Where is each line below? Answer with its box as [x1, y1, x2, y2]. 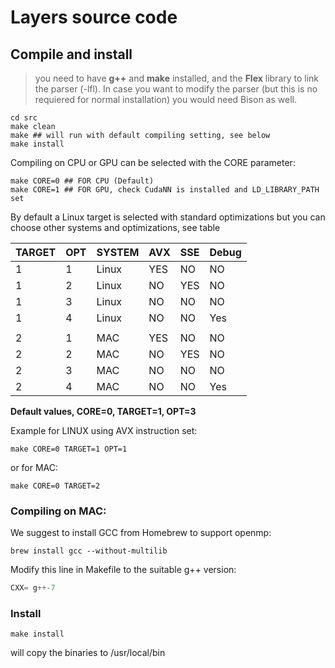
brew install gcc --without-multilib [10, 546, 168, 556]
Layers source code [10, 6, 178, 29]
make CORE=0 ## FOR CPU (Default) [10, 176, 155, 186]
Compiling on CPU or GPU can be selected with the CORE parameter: [10, 157, 296, 168]
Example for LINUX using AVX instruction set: [10, 425, 198, 436]
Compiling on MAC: [10, 504, 107, 518]
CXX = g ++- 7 [10, 583, 56, 593]
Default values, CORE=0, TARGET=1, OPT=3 [10, 406, 197, 417]
